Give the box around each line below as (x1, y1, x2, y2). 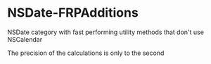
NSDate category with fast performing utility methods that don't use (7, 28, 204, 36)
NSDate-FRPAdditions (7, 5, 139, 21)
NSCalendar (7, 35, 43, 43)
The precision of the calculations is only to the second (7, 49, 165, 57)
